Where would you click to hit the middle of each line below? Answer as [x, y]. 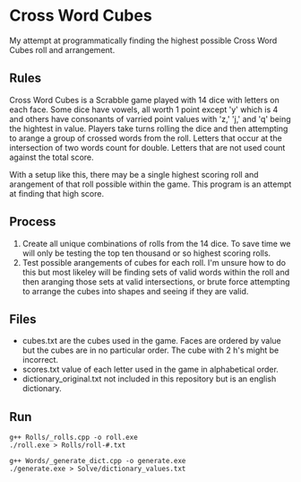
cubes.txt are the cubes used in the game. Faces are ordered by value [152, 341]
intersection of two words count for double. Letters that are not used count [147, 147]
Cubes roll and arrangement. [62, 49]
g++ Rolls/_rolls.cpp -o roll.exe [74, 438]
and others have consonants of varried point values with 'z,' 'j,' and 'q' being [150, 118]
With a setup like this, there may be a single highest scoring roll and [134, 174]
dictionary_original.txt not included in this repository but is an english [149, 379]
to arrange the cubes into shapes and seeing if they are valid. [135, 291]
